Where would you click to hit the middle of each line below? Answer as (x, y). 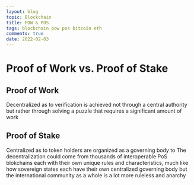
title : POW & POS (28, 23)
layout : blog (22, 12)
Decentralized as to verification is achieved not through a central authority (97, 105)
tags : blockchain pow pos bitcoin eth (54, 28)
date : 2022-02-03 (28, 39)
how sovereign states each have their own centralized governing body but (97, 169)
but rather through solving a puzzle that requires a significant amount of (94, 111)
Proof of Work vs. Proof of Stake (87, 68)
